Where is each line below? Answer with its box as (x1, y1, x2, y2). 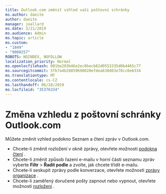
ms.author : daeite (5, 12, 44, 17)
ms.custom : (5, 40, 28, 45)
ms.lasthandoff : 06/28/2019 (5, 82, 65, 87)
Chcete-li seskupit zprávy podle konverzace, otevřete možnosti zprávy (12, 167, 160, 173)
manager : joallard (5, 21, 44, 27)
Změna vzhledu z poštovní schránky (5, 109, 161, 120)
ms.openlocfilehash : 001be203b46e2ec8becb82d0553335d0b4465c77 (5, 63, 141, 69)
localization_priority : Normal (5, 59, 71, 64)
